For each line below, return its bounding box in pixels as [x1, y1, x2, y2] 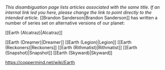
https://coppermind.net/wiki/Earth [5, 60, 75, 65]
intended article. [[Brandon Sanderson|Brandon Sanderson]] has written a [5, 15, 157, 20]
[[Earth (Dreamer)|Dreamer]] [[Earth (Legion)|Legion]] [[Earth [5, 39, 131, 45]
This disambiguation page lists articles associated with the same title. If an [5, 4, 160, 10]
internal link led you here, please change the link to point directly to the [5, 9, 152, 15]
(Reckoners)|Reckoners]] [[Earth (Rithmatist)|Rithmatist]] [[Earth [5, 45, 137, 50]
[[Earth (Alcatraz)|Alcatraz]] [5, 30, 62, 35]
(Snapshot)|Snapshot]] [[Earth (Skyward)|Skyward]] [5, 50, 112, 56]
